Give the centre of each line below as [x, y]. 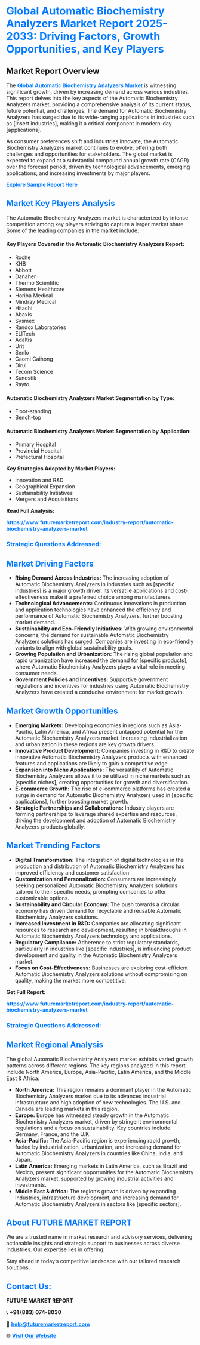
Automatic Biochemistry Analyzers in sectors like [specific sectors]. [98, 1204]
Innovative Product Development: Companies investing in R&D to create [104, 750]
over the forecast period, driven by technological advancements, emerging [98, 167]
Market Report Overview [53, 71]
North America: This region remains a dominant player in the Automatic [103, 1089]
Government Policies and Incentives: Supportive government [91, 679]
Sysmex [24, 321]
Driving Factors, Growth [100, 36]
